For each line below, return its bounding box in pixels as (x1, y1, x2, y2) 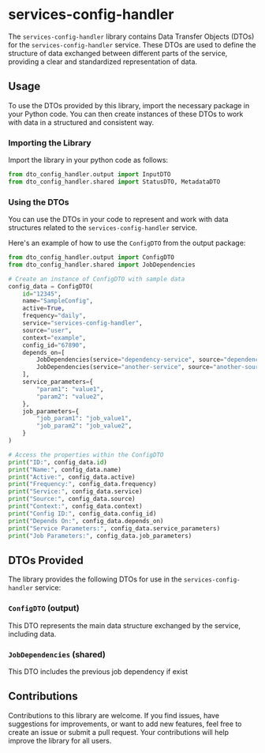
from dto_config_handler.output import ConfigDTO (8, 254, 175, 262)
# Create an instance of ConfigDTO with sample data (8, 275, 185, 283)
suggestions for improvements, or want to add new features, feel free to (8, 719, 242, 729)
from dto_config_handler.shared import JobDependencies (8, 261, 196, 269)
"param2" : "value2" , (36, 393, 104, 401)
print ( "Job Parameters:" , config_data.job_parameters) (8, 532, 192, 540)
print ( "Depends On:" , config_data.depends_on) (8, 517, 164, 525)
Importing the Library (8, 137, 92, 148)
